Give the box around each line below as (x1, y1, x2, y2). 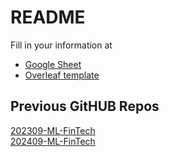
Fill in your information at (10, 39, 113, 51)
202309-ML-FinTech (10, 124, 96, 136)
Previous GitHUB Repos (10, 98, 160, 115)
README (10, 6, 86, 29)
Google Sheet (24, 58, 82, 70)
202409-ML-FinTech (10, 135, 96, 147)
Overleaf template (24, 69, 100, 81)
